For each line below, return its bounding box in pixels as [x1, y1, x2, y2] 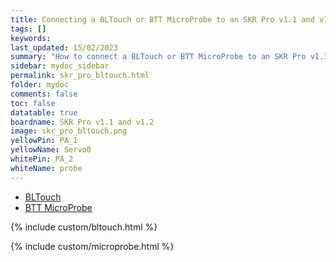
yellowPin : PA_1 [10, 136, 78, 146]
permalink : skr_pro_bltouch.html [10, 71, 150, 81]
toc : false [10, 98, 56, 108]
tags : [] [10, 24, 47, 34]
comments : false [10, 89, 78, 99]
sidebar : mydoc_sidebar [10, 61, 110, 71]
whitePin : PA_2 [10, 154, 74, 164]
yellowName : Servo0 [10, 145, 92, 155]
